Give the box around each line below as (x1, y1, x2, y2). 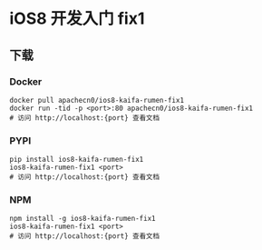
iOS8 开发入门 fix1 (9, 8, 145, 29)
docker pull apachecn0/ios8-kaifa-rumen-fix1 (9, 95, 184, 105)
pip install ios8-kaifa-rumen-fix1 (9, 155, 144, 165)
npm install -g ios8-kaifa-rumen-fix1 (9, 215, 156, 224)
